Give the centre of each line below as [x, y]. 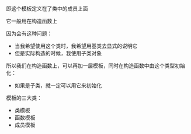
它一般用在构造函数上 [32, 21]
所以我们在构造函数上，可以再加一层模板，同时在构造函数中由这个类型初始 [95, 66]
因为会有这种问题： [29, 33]
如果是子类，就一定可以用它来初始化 [58, 85]
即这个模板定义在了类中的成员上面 [47, 8]
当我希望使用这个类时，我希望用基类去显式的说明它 [76, 46]
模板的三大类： [24, 98]
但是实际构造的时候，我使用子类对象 [58, 53]
